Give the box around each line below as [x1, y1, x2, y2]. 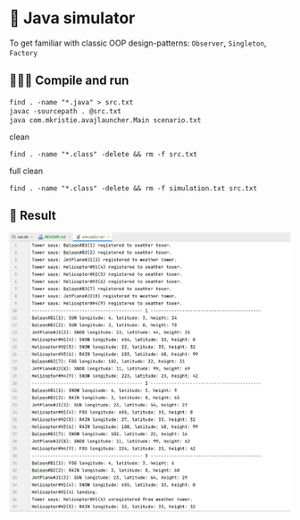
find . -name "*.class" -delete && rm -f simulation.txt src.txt [9, 183, 257, 193]
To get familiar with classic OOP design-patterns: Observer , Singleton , [9, 38, 267, 48]
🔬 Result [9, 208, 56, 223]
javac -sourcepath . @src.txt [9, 106, 122, 115]
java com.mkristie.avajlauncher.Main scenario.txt [9, 115, 202, 124]
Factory [9, 48, 38, 57]
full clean [9, 165, 43, 176]
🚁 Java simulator [9, 8, 136, 29]
